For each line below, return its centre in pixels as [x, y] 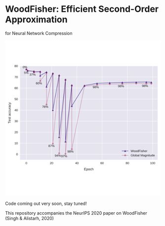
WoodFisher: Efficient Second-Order [82, 9]
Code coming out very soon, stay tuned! [46, 203]
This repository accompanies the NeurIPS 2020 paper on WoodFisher [76, 213]
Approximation [36, 19]
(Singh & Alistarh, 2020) [30, 218]
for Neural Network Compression [39, 33]
